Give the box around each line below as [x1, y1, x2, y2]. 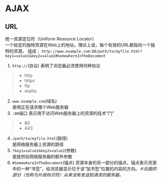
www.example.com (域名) [12, 98, 57, 104]
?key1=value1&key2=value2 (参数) [12, 147, 77, 153]
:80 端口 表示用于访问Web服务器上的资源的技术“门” [12, 110, 115, 116]
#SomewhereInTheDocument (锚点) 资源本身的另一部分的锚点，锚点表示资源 [12, 160, 157, 165]
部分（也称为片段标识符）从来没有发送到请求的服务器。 [12, 172, 123, 178]
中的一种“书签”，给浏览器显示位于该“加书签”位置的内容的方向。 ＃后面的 [12, 166, 157, 171]
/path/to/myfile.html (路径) [12, 135, 68, 141]
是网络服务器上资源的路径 [12, 142, 64, 147]
